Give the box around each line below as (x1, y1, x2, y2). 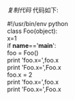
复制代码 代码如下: (7, 6, 59, 14)
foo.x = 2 (7, 71, 33, 79)
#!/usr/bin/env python (7, 20, 68, 27)
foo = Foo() (7, 49, 39, 57)
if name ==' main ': (7, 42, 57, 49)
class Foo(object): (7, 27, 58, 35)
